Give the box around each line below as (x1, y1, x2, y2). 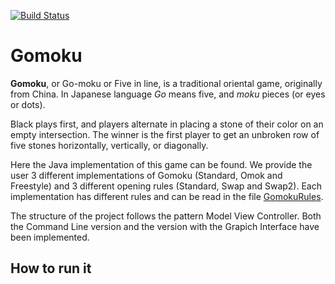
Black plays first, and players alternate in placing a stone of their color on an (10, 118, 324, 130)
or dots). (10, 98, 46, 110)
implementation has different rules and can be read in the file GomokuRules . (10, 190, 324, 202)
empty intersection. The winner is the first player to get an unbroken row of (10, 128, 320, 140)
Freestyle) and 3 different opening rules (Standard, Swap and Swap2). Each (10, 180, 322, 192)
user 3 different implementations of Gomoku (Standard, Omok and (10, 169, 283, 181)
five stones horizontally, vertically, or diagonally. (10, 139, 209, 151)
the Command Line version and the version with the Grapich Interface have (10, 220, 320, 232)
